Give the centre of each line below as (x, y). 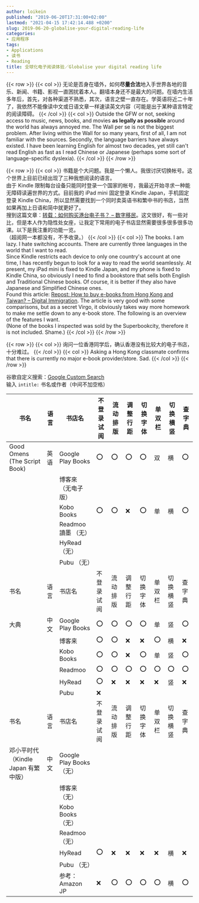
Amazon (71, 884)
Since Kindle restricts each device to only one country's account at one (93, 257)
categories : (21, 34)
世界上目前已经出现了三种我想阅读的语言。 (63, 178)
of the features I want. (33, 320)
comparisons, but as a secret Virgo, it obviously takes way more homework (98, 307)
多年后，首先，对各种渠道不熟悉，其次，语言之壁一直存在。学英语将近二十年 (99, 99)
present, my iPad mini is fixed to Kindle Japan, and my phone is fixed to (93, 269)
